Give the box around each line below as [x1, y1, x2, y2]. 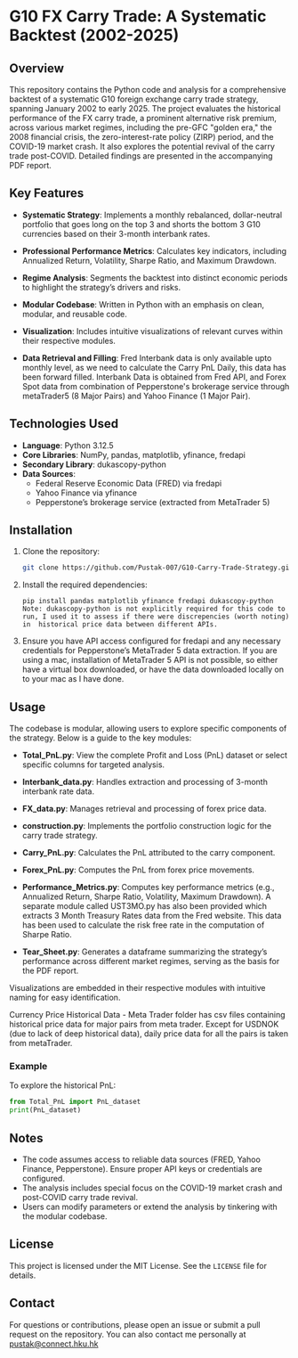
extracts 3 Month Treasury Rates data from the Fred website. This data [21, 911, 282, 921]
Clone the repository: [21, 546, 101, 557]
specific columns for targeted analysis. [21, 759, 165, 770]
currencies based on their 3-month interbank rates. [21, 228, 211, 239]
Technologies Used [9, 416, 118, 431]
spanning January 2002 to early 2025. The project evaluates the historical [9, 103, 281, 113]
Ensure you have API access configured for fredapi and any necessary [21, 635, 282, 647]
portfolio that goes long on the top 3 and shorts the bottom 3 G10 [21, 218, 261, 229]
